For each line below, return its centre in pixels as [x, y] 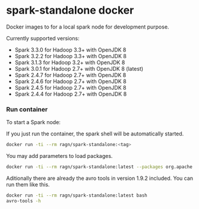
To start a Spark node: [34, 122]
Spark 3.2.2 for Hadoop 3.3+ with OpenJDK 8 [70, 56]
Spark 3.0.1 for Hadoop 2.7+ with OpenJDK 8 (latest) [79, 68]
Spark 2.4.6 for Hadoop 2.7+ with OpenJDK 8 [70, 81]
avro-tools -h [24, 201]
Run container [27, 109]
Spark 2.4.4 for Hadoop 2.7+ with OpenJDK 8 [71, 94]
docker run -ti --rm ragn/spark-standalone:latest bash [77, 195]
